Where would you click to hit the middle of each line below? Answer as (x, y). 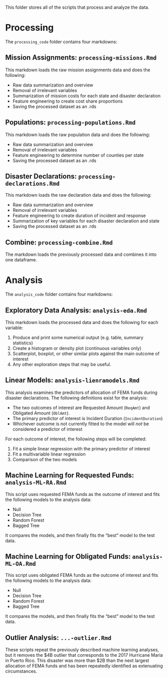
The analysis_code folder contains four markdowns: (59, 294)
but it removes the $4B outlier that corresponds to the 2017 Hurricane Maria (84, 655)
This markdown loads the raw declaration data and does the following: (78, 195)
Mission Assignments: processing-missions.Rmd (81, 58)
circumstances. (21, 671)
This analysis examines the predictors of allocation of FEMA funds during (81, 392)
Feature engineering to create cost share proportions (68, 101)
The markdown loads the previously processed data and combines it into (81, 254)
